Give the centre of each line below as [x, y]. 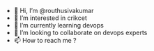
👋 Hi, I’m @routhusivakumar [54, 11]
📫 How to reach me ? [45, 40]
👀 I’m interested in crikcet [50, 18]
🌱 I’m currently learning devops [59, 25]
